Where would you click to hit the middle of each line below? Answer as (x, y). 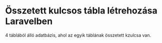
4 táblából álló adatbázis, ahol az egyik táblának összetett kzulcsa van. (78, 35)
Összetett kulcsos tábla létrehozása (81, 11)
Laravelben (29, 21)
